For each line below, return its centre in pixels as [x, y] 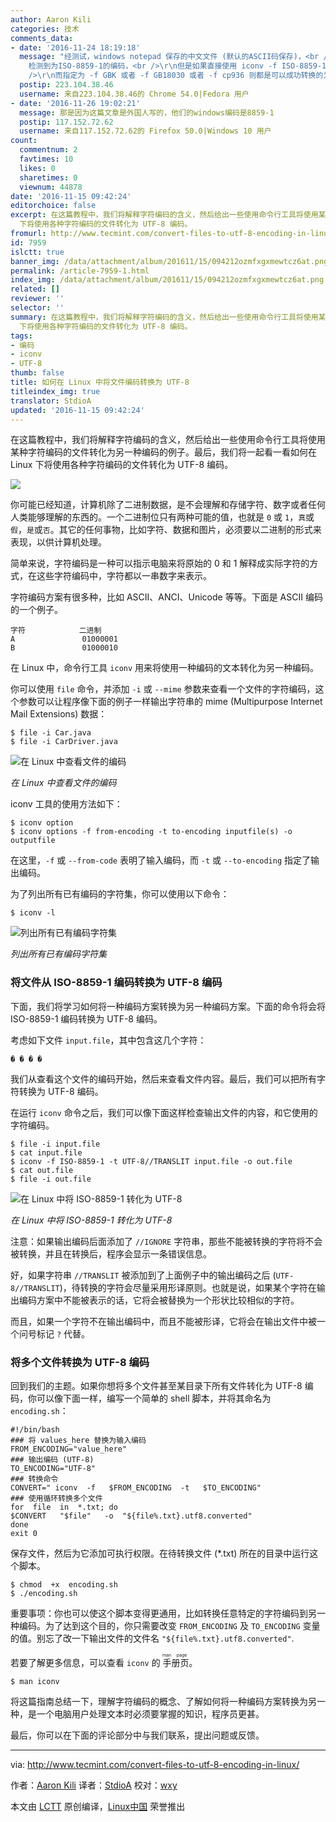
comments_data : [42, 38]
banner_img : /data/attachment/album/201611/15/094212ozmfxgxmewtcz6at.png [169, 261]
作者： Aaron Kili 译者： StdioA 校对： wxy [94, 1785]
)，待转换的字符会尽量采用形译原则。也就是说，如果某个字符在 [188, 1287]
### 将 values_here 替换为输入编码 [78, 1440]
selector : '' [37, 308]
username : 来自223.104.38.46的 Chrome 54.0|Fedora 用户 [134, 94]
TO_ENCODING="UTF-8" [53, 1468]
